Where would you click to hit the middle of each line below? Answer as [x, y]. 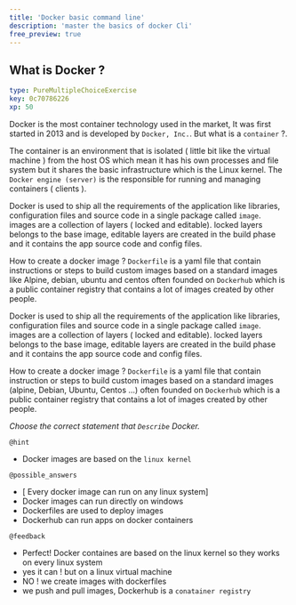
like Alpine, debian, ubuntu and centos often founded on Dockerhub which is [147, 279]
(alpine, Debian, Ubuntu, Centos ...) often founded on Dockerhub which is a [145, 390]
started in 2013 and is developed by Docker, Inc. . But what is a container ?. [148, 133]
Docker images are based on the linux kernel [107, 458]
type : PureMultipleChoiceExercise [73, 91]
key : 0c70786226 [39, 99]
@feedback [28, 536]
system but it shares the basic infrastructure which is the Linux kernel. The [146, 169]
